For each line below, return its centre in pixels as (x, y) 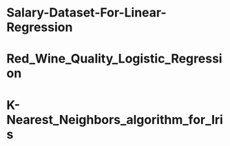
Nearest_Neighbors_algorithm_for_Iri (115, 119)
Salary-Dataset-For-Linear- (86, 13)
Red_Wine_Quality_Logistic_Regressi (114, 59)
